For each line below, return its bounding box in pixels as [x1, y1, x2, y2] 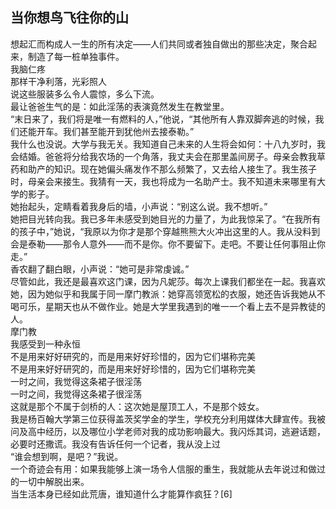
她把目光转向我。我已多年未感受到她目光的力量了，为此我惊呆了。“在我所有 [10, 213, 322, 225]
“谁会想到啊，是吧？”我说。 [10, 450, 124, 462]
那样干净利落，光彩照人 [10, 75, 107, 87]
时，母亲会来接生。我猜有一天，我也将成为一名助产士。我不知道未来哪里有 [10, 175, 317, 187]
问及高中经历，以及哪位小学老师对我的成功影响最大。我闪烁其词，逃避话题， [10, 425, 326, 437]
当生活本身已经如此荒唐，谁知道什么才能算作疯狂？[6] [10, 488, 233, 500]
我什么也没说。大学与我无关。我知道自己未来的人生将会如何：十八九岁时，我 [10, 138, 326, 150]
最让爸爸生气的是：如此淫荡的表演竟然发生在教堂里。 [10, 100, 230, 112]
